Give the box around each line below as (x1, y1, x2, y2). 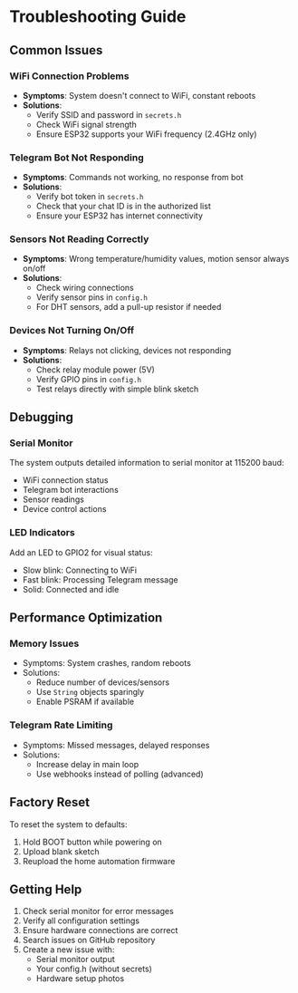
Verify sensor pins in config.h (35, 292, 148, 303)
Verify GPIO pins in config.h (35, 373, 142, 384)
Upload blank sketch (22, 845, 100, 857)
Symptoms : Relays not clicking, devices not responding (22, 344, 232, 355)
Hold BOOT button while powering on (22, 836, 163, 847)
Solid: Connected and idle (22, 583, 120, 594)
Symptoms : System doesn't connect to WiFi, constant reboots (22, 90, 256, 101)
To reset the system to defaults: (9, 818, 129, 830)
